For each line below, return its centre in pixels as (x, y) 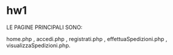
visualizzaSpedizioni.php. (39, 45)
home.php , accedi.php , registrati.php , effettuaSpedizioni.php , (87, 39)
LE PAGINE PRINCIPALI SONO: (44, 27)
